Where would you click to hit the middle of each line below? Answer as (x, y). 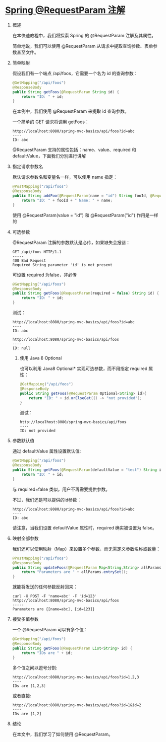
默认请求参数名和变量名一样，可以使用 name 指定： (65, 177)
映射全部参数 (25, 538)
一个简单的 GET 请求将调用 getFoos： (51, 122)
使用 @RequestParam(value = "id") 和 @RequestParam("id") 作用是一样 (85, 215)
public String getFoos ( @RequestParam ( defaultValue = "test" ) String (84, 470)
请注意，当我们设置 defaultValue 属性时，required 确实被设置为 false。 (84, 527)
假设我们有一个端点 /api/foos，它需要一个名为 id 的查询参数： (75, 73)
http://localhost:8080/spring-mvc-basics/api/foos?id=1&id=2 (77, 705)
